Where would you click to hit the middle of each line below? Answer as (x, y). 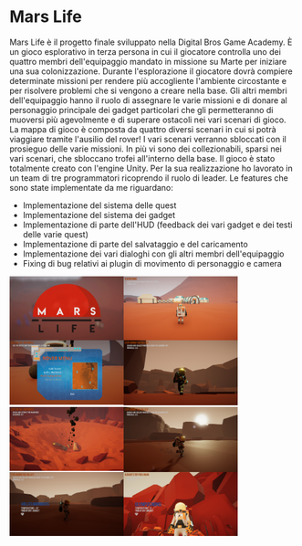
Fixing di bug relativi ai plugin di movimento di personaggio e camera (152, 263)
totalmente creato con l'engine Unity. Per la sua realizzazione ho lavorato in (151, 168)
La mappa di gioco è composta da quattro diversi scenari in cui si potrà (143, 129)
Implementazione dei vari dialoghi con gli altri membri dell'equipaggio (153, 254)
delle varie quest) (56, 234)
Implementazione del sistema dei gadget (99, 215)
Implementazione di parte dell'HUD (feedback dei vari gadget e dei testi (157, 225)
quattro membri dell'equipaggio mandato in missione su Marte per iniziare (148, 61)
